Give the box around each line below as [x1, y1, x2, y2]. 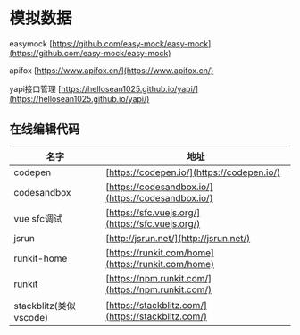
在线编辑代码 [9, 121, 80, 137]
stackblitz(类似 [13, 299, 76, 312]
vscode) [13, 311, 49, 323]
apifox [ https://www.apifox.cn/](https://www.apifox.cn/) [9, 64, 214, 76]
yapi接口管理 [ [9, 83, 62, 94]
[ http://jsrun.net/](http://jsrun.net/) [105, 231, 251, 244]
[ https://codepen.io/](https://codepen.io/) [105, 166, 281, 179]
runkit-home [13, 252, 68, 264]
